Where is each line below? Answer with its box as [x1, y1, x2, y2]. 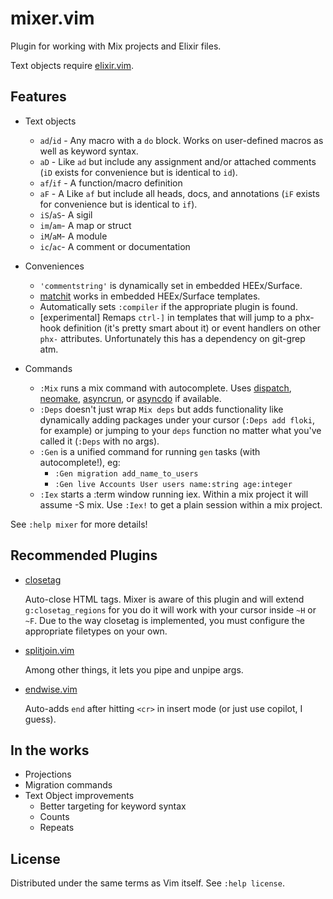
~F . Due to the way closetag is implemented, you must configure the [24, 614, 305, 626]
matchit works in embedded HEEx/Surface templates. [39, 290, 261, 302]
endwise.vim [24, 683, 78, 695]
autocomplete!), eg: [39, 456, 121, 468]
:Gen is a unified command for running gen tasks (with [39, 445, 261, 457]
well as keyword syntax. [39, 145, 139, 157]
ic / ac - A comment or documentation [39, 240, 191, 252]
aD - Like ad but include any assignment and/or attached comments [39, 155, 317, 167]
